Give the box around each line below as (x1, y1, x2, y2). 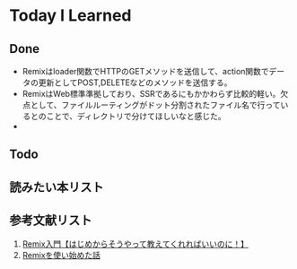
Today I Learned (9, 5, 132, 26)
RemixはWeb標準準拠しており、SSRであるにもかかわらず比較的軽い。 (22, 89, 281, 99)
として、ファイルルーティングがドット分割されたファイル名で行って (30, 100, 281, 110)
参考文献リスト (9, 213, 92, 229)
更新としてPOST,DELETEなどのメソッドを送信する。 (38, 77, 232, 88)
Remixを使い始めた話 (22, 249, 101, 260)
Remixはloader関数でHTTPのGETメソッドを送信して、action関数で (22, 66, 269, 76)
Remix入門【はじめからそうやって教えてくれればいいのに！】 (22, 239, 249, 249)
